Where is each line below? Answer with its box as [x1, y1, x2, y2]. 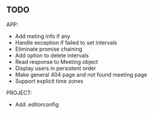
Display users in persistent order [15, 65, 97, 72]
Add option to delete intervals [15, 51, 89, 59]
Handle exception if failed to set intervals [15, 39, 117, 46]
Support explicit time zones [15, 77, 83, 84]
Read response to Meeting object [15, 58, 99, 65]
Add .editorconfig [15, 101, 59, 108]
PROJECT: [6, 89, 32, 96]
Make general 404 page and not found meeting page [15, 71, 148, 78]
